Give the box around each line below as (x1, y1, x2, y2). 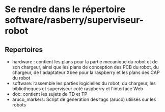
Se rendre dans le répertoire (5, 4, 126, 15)
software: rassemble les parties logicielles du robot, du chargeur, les (12, 80, 156, 86)
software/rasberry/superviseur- (5, 14, 144, 26)
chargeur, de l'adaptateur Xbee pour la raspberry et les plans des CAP (12, 69, 160, 76)
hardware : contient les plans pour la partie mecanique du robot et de (12, 59, 158, 64)
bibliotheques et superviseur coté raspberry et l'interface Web (12, 86, 144, 92)
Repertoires (5, 45, 43, 54)
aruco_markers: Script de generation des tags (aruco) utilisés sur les (12, 96, 156, 102)
